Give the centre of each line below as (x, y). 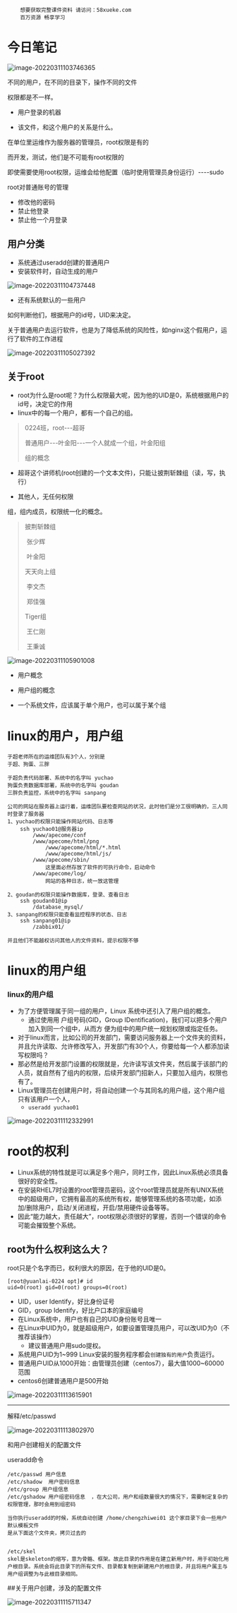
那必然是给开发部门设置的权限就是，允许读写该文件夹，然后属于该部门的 (122, 1064)
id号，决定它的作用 (45, 403)
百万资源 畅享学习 (43, 18)
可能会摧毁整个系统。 (48, 1225)
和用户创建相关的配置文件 (44, 1444)
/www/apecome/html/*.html (83, 847)
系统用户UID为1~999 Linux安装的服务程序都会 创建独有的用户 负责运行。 (118, 1354)
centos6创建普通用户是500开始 (63, 1380)
